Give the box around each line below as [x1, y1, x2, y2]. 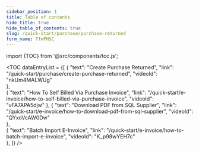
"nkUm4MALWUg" [6, 76, 52, 83]
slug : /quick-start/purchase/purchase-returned [6, 31, 127, 37]
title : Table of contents [6, 14, 70, 20]
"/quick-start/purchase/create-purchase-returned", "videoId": [6, 70, 157, 77]
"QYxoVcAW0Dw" [6, 114, 50, 121]
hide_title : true [6, 20, 49, 25]
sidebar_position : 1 [6, 8, 58, 15]
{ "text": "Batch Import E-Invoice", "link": [6, 127, 106, 134]
